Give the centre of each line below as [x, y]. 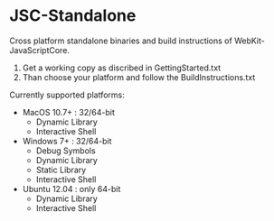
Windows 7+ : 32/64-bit [67, 141]
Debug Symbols [66, 151]
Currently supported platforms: [67, 95]
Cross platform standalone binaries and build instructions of [121, 41]
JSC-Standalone [73, 16]
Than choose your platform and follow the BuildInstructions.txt [139, 77]
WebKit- [249, 41]
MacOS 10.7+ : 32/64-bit [68, 112]
